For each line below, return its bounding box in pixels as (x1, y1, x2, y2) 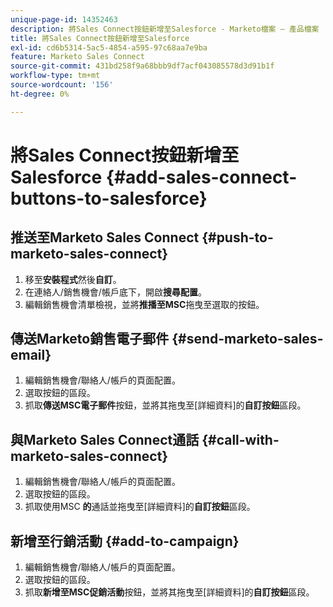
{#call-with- (201, 431, 280, 448)
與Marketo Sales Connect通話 (10, 431, 200, 448)
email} (10, 347, 52, 364)
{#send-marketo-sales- (171, 331, 324, 348)
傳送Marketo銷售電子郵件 (10, 331, 170, 348)
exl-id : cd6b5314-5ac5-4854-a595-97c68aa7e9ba (10, 42, 208, 53)
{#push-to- (201, 229, 274, 246)
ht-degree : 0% (10, 89, 70, 99)
